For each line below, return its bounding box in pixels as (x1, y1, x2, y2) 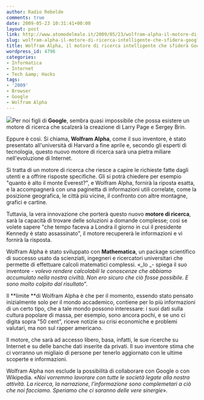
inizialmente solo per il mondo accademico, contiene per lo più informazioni (6, 298, 195, 306)
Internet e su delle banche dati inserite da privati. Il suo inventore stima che (6, 342, 194, 350)
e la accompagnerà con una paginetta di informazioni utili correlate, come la (6, 185, 197, 193)
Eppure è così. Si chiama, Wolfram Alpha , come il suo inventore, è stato (6, 135, 186, 142)
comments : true (6, 15, 45, 21)
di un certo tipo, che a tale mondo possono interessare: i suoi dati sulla (6, 305, 183, 312)
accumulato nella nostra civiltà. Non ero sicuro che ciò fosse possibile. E (6, 274, 189, 281)
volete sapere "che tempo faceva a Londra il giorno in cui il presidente (6, 223, 182, 230)
